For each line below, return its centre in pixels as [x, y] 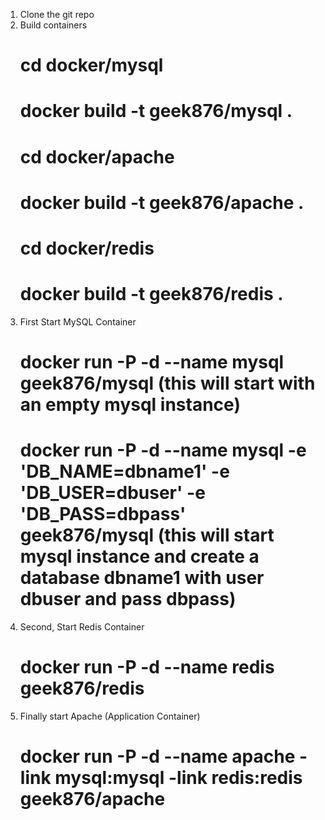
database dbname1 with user [142, 578]
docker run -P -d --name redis [147, 667]
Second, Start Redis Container [82, 627]
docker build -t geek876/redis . [151, 294]
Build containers [53, 25]
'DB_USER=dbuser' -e [112, 493]
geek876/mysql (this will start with [167, 383]
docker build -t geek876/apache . [162, 202]
